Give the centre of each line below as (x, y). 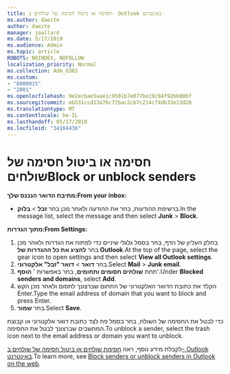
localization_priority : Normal (52, 64)
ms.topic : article (33, 52)
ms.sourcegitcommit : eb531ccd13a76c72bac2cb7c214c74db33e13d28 (100, 103)
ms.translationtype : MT (41, 109)
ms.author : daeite (33, 20)
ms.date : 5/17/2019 (35, 39)
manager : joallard (33, 33)
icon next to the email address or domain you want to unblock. (95, 336)
